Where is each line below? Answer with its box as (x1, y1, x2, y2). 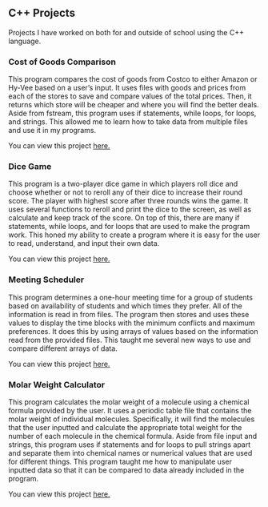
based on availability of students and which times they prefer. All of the (8, 300, 242, 311)
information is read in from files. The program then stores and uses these (8, 309, 250, 319)
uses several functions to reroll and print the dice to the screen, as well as (8, 204, 252, 215)
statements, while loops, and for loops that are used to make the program (8, 222, 250, 231)
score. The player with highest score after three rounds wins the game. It (8, 196, 249, 206)
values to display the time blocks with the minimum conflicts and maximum (8, 318, 255, 328)
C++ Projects (8, 6, 76, 20)
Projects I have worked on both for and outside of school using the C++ (8, 27, 244, 37)
